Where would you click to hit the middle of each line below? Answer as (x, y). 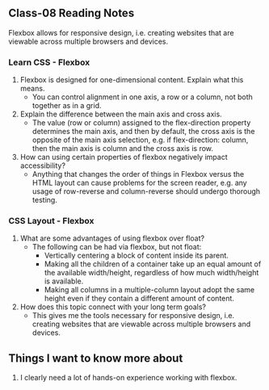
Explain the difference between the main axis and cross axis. (121, 114)
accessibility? (43, 166)
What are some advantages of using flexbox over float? (112, 238)
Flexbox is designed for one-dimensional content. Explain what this (132, 80)
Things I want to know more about (96, 358)
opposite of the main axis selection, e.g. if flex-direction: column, (140, 140)
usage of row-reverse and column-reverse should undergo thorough (146, 191)
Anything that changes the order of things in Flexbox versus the (138, 174)
